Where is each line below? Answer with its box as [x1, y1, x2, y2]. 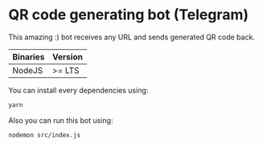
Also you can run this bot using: [8, 115, 113, 125]
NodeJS [12, 64, 43, 76]
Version [51, 51, 83, 62]
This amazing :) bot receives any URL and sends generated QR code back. [8, 32, 256, 42]
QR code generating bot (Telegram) [8, 6, 249, 24]
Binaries [12, 51, 45, 62]
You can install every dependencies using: [8, 85, 149, 95]
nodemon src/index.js [8, 131, 81, 139]
